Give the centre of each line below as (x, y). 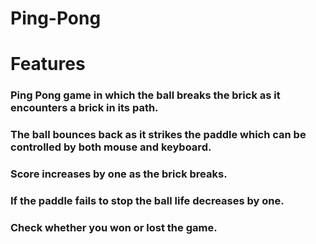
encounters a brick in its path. (84, 108)
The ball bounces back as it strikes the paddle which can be (158, 135)
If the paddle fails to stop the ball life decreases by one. (147, 201)
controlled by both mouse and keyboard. (111, 147)
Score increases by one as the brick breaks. (119, 174)
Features (48, 64)
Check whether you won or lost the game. (114, 227)
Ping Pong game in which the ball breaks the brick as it (145, 95)
